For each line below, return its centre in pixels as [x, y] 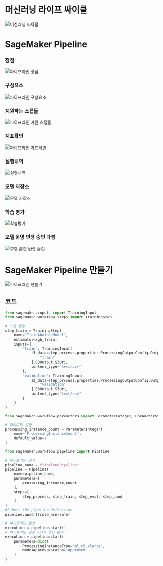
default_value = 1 [30, 438]
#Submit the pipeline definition [39, 510]
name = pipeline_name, [34, 474]
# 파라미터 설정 [18, 425]
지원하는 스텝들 [22, 111]
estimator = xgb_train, [35, 340]
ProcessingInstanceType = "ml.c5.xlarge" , [64, 546]
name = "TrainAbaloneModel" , [41, 335]
